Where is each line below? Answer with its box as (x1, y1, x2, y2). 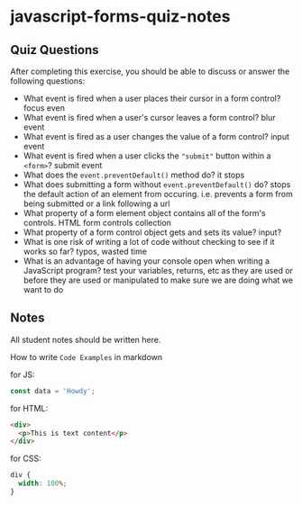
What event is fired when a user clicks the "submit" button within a (23, 150, 271, 161)
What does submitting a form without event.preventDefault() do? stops (23, 179, 291, 190)
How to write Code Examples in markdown (10, 351, 163, 362)
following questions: (10, 76, 86, 86)
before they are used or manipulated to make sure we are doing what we (23, 275, 294, 285)
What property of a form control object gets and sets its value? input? (23, 227, 282, 238)
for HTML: (10, 402, 49, 413)
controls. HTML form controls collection (23, 218, 172, 228)
